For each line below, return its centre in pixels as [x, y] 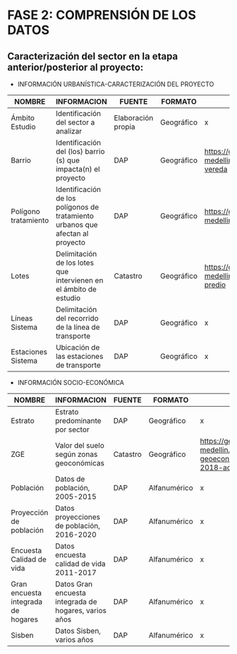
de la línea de [78, 327]
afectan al [72, 233]
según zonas [77, 454]
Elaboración [134, 118]
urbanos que [77, 225]
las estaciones [79, 356]
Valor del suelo [80, 445]
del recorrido [77, 318]
